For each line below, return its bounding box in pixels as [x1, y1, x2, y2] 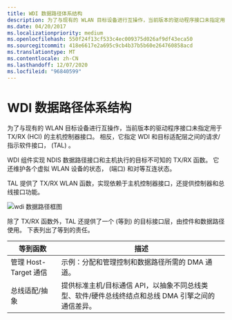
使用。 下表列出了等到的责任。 [7, 226, 94, 234]
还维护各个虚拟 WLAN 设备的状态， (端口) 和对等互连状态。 [7, 164, 176, 173]
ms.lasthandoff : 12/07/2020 [7, 62, 88, 68]
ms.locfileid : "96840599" [7, 68, 81, 75]
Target [10, 267, 32, 277]
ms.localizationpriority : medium [7, 29, 104, 37]
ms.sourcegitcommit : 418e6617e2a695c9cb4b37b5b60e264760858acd [7, 42, 193, 49]
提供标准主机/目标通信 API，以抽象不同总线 [61, 281, 202, 290]
